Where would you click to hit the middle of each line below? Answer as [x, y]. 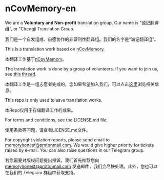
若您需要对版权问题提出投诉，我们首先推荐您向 [52, 160]
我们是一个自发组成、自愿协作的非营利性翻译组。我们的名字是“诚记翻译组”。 [82, 39]
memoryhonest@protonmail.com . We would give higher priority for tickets [80, 145]
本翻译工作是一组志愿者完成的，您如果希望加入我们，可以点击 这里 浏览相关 [80, 84]
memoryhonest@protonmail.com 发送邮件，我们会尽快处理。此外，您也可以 [81, 166]
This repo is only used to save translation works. [54, 100]
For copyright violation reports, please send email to [57, 139]
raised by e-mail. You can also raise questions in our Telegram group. [75, 150]
